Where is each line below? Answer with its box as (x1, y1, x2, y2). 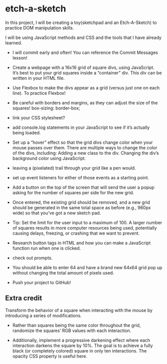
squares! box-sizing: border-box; (12, 105, 81, 111)
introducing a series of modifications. (5, 313, 82, 319)
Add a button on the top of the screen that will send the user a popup (12, 184, 155, 190)
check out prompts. (12, 255, 53, 261)
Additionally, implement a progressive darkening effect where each (12, 337, 151, 343)
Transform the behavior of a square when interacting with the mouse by (5, 307, 153, 313)
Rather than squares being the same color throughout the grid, (12, 322, 141, 328)
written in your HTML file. (12, 75, 65, 81)
